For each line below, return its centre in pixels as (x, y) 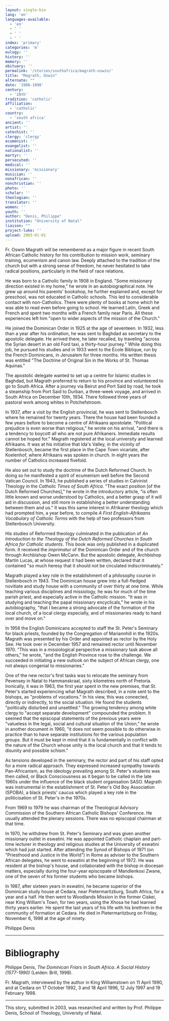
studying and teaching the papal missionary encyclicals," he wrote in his (80, 602)
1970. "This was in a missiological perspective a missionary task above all (81, 650)
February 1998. (21, 993)
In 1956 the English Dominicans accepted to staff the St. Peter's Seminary (81, 628)
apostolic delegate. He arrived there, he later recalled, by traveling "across (82, 339)
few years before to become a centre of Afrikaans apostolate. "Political (79, 422)
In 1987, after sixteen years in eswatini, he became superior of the (73, 886)
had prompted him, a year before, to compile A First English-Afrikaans (78, 513)
